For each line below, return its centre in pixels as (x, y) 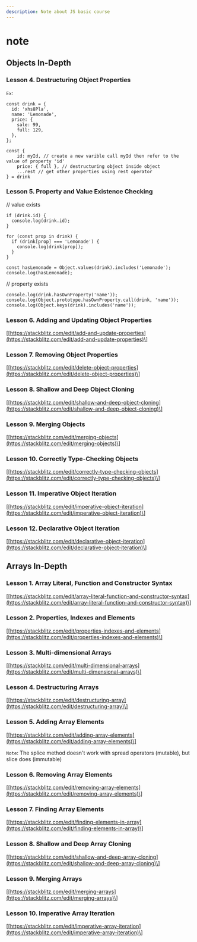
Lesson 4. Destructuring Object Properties (69, 80)
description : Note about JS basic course (58, 12)
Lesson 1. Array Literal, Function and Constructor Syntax (89, 583)
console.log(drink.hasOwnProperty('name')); (62, 295)
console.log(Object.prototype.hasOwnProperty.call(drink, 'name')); (93, 300)
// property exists (27, 284)
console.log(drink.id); (41, 221)
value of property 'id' (36, 161)
